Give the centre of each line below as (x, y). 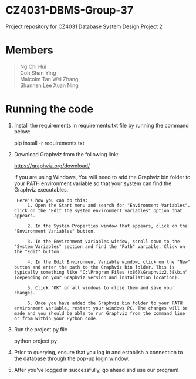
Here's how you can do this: (53, 200)
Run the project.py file (41, 329)
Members (29, 50)
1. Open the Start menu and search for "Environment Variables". (109, 205)
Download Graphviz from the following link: (66, 154)
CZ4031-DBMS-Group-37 (69, 10)
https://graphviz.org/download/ (52, 166)
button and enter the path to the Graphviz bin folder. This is (94, 267)
